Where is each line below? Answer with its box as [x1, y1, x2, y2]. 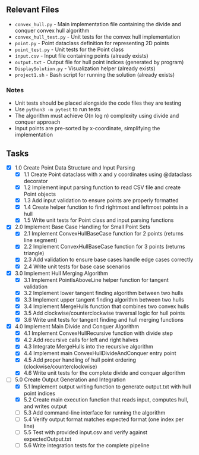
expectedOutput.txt [23, 435, 72, 443]
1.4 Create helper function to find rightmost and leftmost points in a [23, 203, 188, 211]
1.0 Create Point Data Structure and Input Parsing [14, 164, 135, 171]
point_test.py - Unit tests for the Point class [14, 46, 124, 53]
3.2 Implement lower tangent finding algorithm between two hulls [23, 289, 184, 296]
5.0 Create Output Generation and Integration [14, 376, 126, 383]
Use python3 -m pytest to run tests [14, 106, 101, 113]
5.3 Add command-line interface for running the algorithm [23, 409, 166, 416]
